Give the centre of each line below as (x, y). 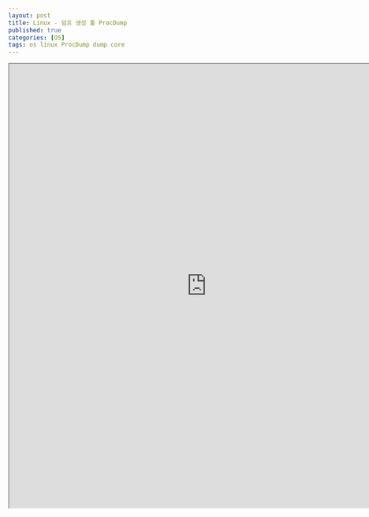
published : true (35, 30)
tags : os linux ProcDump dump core (67, 45)
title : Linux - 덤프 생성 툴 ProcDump (68, 23)
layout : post (30, 15)
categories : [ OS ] (37, 37)
